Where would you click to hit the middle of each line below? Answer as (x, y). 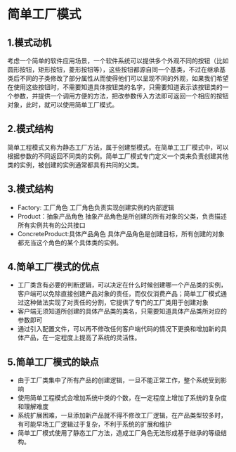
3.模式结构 (31, 189)
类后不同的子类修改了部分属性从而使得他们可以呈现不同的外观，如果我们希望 (118, 78)
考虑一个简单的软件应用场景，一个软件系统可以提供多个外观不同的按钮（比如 (118, 61)
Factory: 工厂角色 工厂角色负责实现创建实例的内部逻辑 (96, 207)
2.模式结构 (31, 129)
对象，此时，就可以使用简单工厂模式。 (63, 105)
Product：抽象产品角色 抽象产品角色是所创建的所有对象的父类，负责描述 (122, 216)
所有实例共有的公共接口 (51, 225)
